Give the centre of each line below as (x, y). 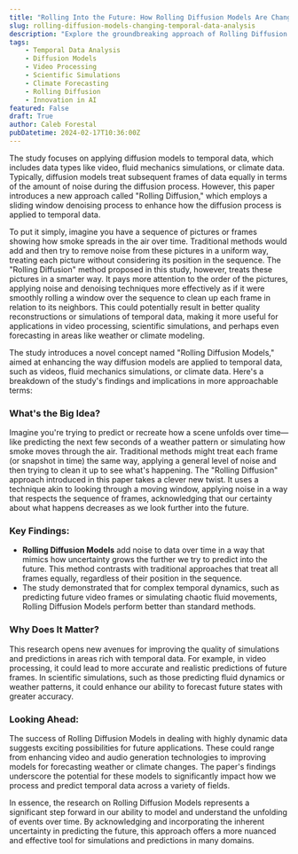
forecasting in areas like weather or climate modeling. (107, 335)
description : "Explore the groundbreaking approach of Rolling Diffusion (149, 34)
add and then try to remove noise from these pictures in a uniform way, (139, 250)
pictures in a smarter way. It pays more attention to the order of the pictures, (149, 278)
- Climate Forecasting (67, 83)
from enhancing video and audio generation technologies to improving (138, 757)
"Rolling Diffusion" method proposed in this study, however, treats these (141, 269)
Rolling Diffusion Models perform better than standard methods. (139, 607)
